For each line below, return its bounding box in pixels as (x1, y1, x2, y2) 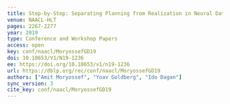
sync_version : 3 (7, 80, 53, 87)
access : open (7, 42, 44, 49)
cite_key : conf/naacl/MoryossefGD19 (7, 86, 112, 93)
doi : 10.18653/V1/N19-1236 (7, 55, 84, 62)
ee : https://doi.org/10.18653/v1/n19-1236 (7, 61, 130, 68)
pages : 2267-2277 (7, 23, 57, 29)
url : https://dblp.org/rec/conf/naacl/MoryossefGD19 (7, 67, 161, 74)
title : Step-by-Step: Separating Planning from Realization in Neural (7, 10, 213, 17)
